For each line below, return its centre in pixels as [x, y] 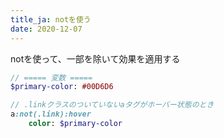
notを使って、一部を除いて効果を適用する [95, 58]
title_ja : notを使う [51, 19]
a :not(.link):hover [51, 114]
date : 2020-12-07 [46, 29]
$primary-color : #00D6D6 [62, 87]
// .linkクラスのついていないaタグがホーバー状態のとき [112, 105]
